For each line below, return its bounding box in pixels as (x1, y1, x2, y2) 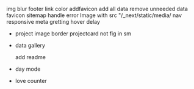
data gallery (15, 42, 46, 49)
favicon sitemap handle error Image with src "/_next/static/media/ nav (6, 12, 182, 19)
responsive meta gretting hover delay (6, 18, 101, 25)
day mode (15, 65, 41, 73)
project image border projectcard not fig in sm (15, 30, 132, 37)
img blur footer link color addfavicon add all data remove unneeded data (6, 5, 188, 12)
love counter (15, 77, 47, 84)
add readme (15, 54, 46, 60)
